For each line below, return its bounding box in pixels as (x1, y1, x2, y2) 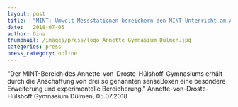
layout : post (7, 10, 46, 18)
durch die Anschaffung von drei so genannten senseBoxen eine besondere (7, 77, 226, 85)
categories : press (7, 43, 62, 50)
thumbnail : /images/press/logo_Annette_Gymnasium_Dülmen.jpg (7, 37, 192, 44)
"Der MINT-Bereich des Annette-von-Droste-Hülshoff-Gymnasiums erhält (7, 69, 223, 78)
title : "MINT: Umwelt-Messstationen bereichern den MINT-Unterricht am (7, 17, 227, 24)
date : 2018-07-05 (7, 23, 65, 30)
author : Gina (7, 30, 46, 38)
